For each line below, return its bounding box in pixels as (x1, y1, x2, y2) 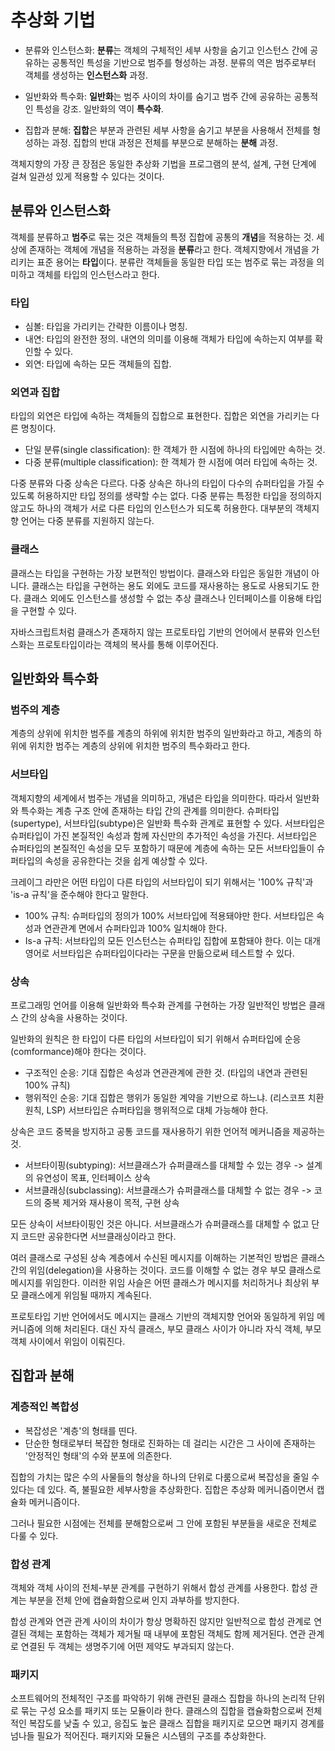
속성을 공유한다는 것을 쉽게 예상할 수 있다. (44, 854, 208, 866)
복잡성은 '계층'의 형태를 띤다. (24, 1424, 138, 1436)
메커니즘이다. (28, 1496, 81, 1508)
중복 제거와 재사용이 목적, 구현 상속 (43, 1196, 180, 1208)
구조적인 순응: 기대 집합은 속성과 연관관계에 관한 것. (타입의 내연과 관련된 (24, 1066, 308, 1078)
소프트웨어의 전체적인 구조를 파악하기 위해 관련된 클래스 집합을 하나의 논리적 (10, 1692, 307, 1705)
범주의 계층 (10, 702, 61, 716)
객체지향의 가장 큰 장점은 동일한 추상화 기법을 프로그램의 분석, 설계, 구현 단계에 (10, 157, 317, 170)
